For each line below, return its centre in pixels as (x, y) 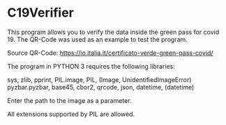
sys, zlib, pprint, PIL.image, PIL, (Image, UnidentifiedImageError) (99, 80)
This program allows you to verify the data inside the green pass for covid (113, 32)
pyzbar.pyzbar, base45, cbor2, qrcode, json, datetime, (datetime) (101, 87)
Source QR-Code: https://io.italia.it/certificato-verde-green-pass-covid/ (111, 53)
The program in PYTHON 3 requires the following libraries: (91, 66)
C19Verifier (41, 13)
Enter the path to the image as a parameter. (69, 100)
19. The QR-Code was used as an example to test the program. (98, 39)
